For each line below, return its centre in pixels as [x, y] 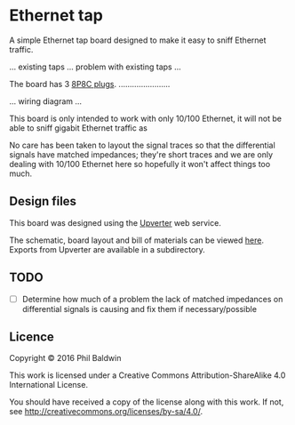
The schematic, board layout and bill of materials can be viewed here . [137, 240]
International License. [49, 385]
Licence [32, 337]
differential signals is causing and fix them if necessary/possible [140, 309]
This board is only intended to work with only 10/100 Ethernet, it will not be [146, 118]
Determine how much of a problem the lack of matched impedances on [152, 299]
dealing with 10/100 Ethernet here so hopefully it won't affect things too [140, 164]
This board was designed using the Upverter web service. [116, 222]
